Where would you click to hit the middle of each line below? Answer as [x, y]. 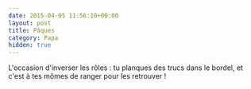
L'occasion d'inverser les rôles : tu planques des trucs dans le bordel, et [126, 68]
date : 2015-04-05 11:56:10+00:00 [64, 15]
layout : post [30, 23]
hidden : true [30, 45]
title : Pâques [32, 30]
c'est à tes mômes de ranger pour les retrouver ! [87, 76]
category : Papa [33, 38]
